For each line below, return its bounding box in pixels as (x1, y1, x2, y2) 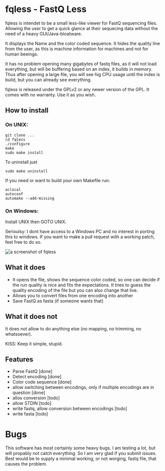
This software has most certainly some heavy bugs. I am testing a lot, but (5, 445, 156, 451)
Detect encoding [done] (12, 374, 62, 380)
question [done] (12, 389, 46, 396)
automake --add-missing (5, 196, 55, 201)
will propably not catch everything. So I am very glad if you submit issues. (5, 450, 157, 456)
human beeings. (5, 51, 38, 57)
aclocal (5, 187, 21, 192)
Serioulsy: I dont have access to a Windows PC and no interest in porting (5, 228, 155, 234)
